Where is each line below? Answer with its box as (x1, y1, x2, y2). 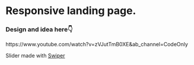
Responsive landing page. (5, 4, 136, 18)
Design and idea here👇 (5, 25, 73, 33)
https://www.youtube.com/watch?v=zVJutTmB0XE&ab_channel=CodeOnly (5, 41, 188, 48)
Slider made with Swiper (5, 52, 65, 59)
